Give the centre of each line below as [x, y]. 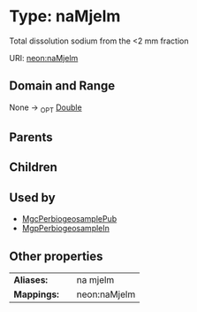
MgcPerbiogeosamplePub [69, 219]
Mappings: [37, 294]
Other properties [56, 256]
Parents [31, 137]
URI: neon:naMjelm [44, 58]
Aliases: [31, 279]
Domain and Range [62, 86]
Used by [32, 197]
